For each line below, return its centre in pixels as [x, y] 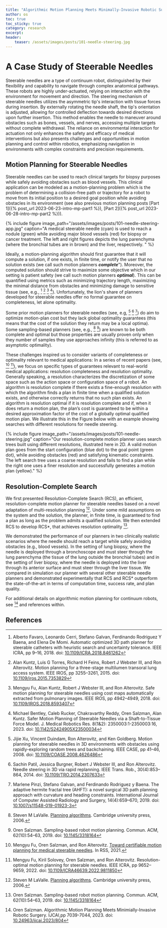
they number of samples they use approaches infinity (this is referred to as [82, 340]
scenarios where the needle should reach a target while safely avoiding [79, 541]
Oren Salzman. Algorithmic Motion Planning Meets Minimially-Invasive [84, 910]
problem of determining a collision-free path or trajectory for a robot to [78, 192]
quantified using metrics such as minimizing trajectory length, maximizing [81, 280]
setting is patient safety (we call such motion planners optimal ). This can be [83, 275]
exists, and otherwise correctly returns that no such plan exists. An [74, 398]
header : [14, 38]
